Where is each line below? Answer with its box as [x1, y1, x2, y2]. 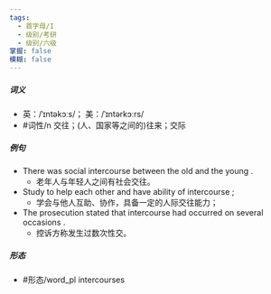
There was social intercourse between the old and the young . [22, 165, 254, 176]
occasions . [22, 216, 66, 227]
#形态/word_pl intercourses [22, 274, 125, 285]
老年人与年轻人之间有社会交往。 [35, 176, 155, 187]
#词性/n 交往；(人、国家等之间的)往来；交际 [22, 119, 187, 131]
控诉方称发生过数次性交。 [35, 227, 132, 238]
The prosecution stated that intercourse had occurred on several [22, 207, 264, 217]
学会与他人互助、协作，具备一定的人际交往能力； [35, 197, 219, 207]
